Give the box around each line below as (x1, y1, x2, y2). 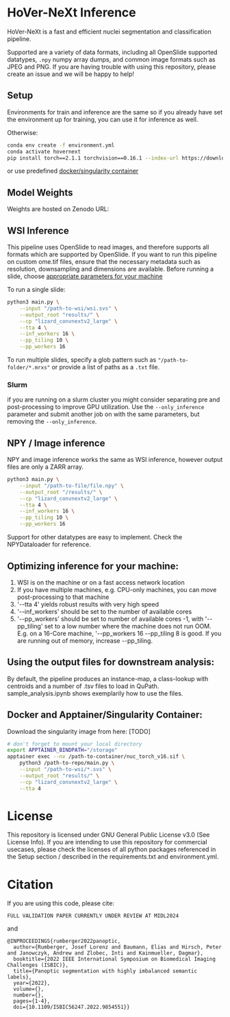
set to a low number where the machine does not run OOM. (44, 622, 212, 630)
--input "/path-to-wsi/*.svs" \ (19, 766, 112, 773)
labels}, (7, 974, 32, 981)
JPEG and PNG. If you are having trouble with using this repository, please (7, 62, 216, 71)
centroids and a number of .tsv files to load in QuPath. (7, 682, 159, 690)
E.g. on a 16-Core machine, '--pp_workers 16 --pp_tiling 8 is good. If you (16, 629, 222, 637)
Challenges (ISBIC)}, (7, 961, 69, 969)
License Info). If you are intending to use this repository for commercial (7, 838, 207, 846)
